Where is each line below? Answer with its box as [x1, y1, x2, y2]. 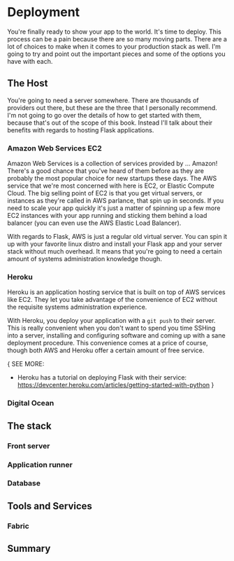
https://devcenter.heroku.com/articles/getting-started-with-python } [17, 381, 214, 389]
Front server [7, 441, 50, 450]
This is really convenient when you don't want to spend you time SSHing [7, 324, 216, 333]
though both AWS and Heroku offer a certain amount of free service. [7, 346, 205, 354]
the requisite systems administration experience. [7, 303, 147, 312]
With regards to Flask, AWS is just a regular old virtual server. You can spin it [7, 233, 228, 241]
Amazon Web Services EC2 [7, 143, 103, 153]
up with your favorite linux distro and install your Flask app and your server [7, 240, 223, 249]
